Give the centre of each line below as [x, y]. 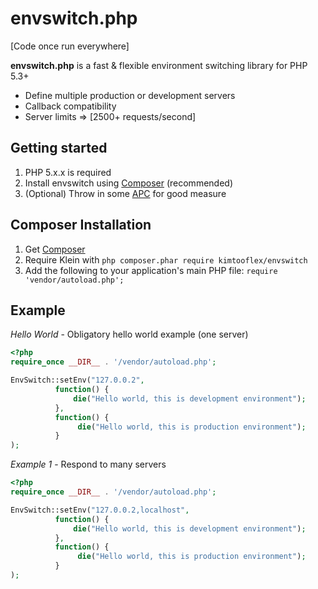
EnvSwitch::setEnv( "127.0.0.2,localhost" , [100, 510]
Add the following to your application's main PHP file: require [151, 270]
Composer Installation [81, 225]
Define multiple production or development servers [130, 95]
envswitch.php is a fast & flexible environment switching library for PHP [159, 65]
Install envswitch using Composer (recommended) [128, 183]
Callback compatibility [70, 106]
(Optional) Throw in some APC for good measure [125, 193]
